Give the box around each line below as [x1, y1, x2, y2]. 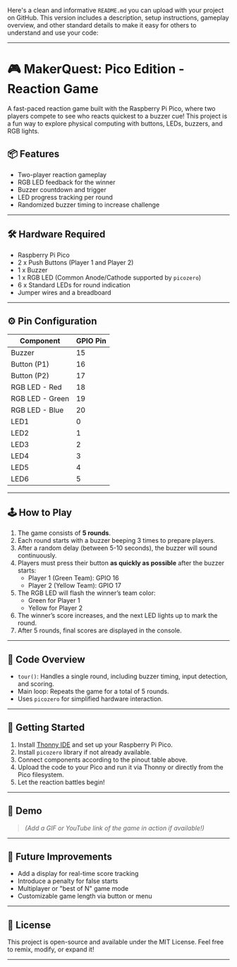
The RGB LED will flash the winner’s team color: [17, 589, 156, 597]
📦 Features [7, 148, 60, 160]
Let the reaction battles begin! [17, 778, 105, 786]
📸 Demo [7, 805, 42, 817]
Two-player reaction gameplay [17, 170, 107, 179]
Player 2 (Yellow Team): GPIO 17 [28, 582, 121, 590]
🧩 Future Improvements [7, 851, 113, 863]
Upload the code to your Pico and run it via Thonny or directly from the [17, 762, 224, 771]
